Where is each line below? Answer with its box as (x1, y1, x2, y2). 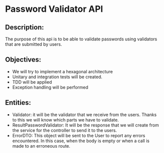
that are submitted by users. (5, 41, 63, 47)
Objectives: (5, 56, 41, 64)
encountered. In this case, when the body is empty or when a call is (12, 138, 150, 144)
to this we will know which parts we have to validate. (12, 117, 119, 122)
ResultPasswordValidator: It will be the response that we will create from (12, 122, 159, 128)
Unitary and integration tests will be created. (12, 74, 102, 80)
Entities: (5, 98, 31, 107)
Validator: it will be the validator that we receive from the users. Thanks (12, 112, 157, 118)
